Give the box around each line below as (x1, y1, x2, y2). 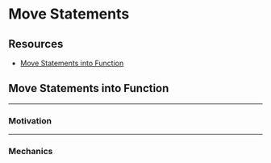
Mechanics (8, 146, 53, 157)
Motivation (8, 115, 52, 126)
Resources (8, 37, 64, 51)
